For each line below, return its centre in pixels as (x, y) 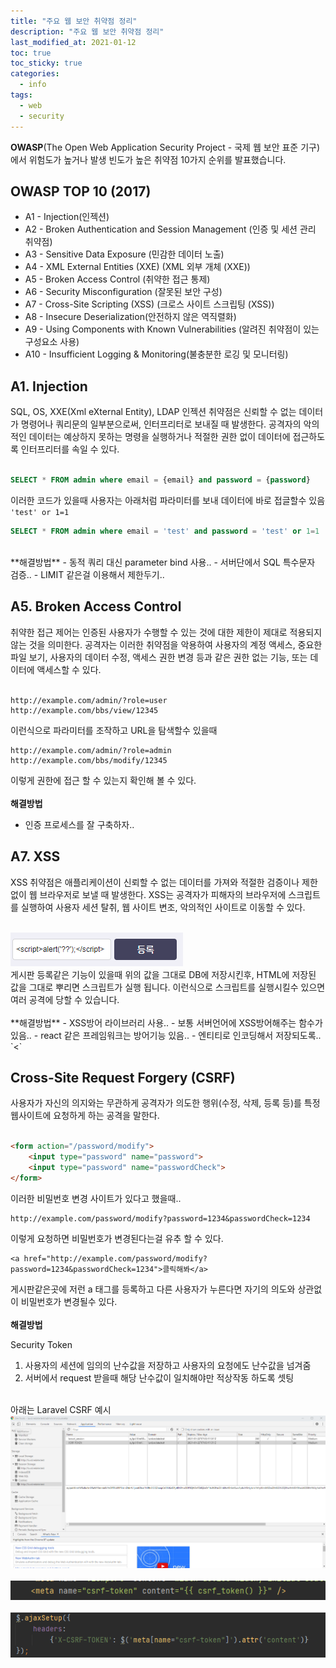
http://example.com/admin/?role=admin (91, 750)
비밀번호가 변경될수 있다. (69, 1301)
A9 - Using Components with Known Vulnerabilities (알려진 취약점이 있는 (172, 329)
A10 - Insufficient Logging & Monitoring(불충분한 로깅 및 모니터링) (156, 354)
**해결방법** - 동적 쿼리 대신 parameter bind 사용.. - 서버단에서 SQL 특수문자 (163, 562)
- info (33, 85)
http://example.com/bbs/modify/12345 (89, 760)
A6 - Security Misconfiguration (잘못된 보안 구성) (123, 292)
